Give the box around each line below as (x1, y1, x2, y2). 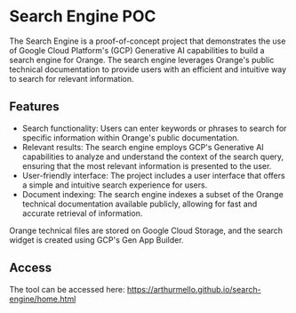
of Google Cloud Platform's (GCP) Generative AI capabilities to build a (9, 44, 265, 55)
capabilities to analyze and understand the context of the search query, (21, 151, 284, 162)
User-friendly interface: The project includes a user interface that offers (21, 170, 286, 181)
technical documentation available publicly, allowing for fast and (21, 198, 258, 209)
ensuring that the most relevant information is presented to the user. (21, 160, 272, 171)
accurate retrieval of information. (21, 207, 143, 219)
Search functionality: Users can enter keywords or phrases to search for (21, 123, 287, 133)
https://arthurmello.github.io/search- (126, 284, 261, 294)
